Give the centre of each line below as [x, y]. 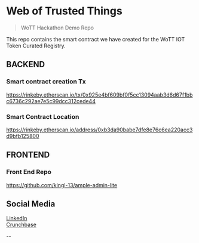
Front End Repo [29, 172]
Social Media [31, 204]
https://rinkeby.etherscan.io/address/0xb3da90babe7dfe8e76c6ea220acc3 [99, 130]
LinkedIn [17, 218]
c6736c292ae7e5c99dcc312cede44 [51, 101]
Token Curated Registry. [36, 46]
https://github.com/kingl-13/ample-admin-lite [62, 185]
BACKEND [26, 64]
